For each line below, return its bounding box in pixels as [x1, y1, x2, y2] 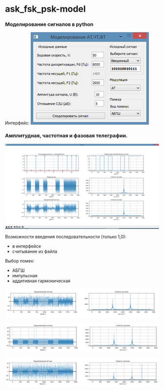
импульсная [12, 273, 38, 279]
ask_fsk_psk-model [5, 3, 86, 15]
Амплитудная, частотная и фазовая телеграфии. [5, 132, 128, 139]
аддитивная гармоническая [12, 278, 71, 284]
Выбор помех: [5, 258, 35, 264]
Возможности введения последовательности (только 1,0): [5, 234, 126, 240]
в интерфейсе [12, 243, 41, 249]
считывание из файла [12, 249, 58, 255]
